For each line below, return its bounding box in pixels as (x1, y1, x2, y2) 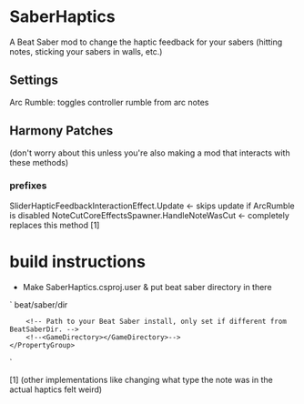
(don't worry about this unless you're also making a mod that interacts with (9, 147, 290, 158)
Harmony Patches (9, 123, 114, 138)
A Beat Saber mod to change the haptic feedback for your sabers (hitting (9, 36, 283, 47)
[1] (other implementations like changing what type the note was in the (9, 374, 273, 385)
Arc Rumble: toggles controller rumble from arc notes (9, 96, 209, 107)
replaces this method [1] (9, 219, 100, 230)
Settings (9, 73, 59, 88)
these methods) (9, 157, 69, 167)
